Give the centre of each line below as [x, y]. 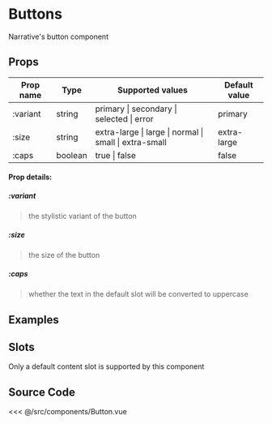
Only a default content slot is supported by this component [106, 366]
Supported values [152, 90]
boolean [72, 155]
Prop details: [30, 177]
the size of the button [64, 255]
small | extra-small [131, 142]
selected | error [124, 118]
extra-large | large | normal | [149, 132]
